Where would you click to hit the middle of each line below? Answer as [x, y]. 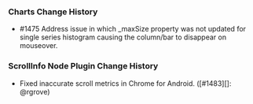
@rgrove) [35, 91]
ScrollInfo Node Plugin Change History [83, 66]
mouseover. [38, 46]
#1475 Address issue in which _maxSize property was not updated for [132, 29]
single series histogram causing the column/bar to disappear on [123, 37]
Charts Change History [53, 12]
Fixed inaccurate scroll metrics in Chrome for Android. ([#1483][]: [125, 83]
